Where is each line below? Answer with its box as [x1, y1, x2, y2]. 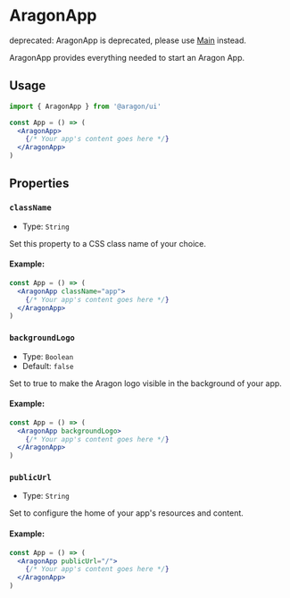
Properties [9, 176, 70, 191]
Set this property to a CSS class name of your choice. [9, 238, 207, 248]
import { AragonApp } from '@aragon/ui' [9, 102, 162, 111]
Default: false [21, 360, 74, 371]
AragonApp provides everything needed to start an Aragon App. [9, 52, 245, 63]
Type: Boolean [21, 350, 74, 362]
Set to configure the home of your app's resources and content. [9, 508, 244, 518]
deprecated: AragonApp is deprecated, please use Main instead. [9, 35, 247, 46]
